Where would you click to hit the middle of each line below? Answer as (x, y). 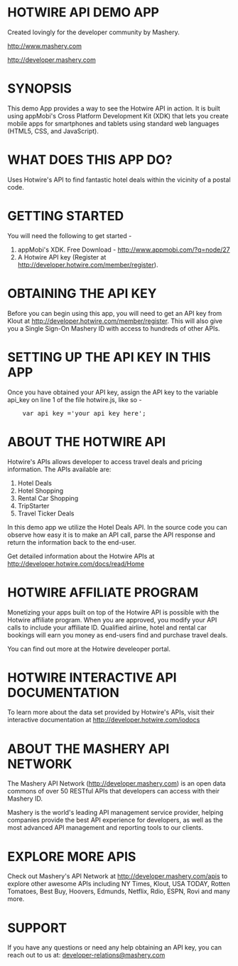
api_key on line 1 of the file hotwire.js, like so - (75, 399)
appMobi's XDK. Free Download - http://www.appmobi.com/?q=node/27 (124, 250)
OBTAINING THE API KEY (82, 293)
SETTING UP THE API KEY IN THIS (109, 357)
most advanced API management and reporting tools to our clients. (106, 828)
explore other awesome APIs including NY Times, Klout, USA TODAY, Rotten (119, 884)
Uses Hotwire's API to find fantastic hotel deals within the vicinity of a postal (119, 180)
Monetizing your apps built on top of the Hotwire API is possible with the (113, 612)
